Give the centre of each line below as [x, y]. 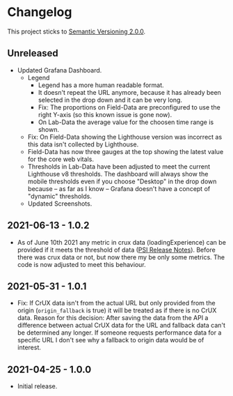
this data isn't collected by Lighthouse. [83, 144]
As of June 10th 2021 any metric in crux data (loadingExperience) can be [121, 242]
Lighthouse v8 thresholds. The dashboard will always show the [118, 174]
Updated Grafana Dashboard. [59, 70]
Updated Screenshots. [60, 204]
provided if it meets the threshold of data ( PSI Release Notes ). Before [116, 250]
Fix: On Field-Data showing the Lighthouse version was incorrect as [125, 137]
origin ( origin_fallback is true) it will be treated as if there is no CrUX [117, 310]
